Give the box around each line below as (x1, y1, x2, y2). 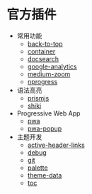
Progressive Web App (16, 108, 81, 118)
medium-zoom (27, 69, 71, 78)
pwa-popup (27, 124, 62, 133)
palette (27, 163, 48, 172)
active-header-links (27, 141, 86, 149)
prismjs (27, 93, 50, 102)
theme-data (27, 170, 62, 179)
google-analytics (27, 62, 77, 71)
